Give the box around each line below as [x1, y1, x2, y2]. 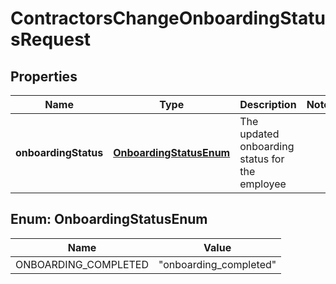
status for [239, 152, 285, 166]
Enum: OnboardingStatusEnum [10, 211, 208, 228]
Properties [10, 68, 78, 85]
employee [239, 177, 287, 191]
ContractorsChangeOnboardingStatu [10, 7, 326, 30]
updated [239, 127, 280, 141]
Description [239, 98, 297, 111]
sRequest [10, 28, 92, 51]
